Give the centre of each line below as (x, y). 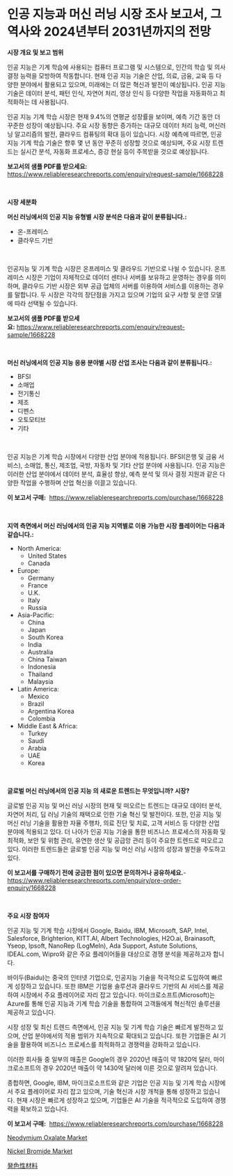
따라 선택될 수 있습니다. (46, 303)
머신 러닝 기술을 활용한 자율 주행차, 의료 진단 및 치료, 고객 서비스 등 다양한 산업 (114, 823)
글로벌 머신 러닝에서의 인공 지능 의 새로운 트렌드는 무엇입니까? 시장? (98, 790)
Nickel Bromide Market (40, 1151)
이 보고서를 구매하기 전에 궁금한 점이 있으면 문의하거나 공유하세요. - (97, 872)
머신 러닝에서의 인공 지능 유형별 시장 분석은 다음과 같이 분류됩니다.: (97, 217)
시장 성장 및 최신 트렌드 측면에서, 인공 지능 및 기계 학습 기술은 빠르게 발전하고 (112, 1027)
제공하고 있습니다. (32, 1012)
